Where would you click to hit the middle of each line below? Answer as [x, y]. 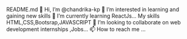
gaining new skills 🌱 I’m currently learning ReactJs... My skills [83, 16]
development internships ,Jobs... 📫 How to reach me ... [76, 29]
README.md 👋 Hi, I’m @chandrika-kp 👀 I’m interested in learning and [93, 9]
